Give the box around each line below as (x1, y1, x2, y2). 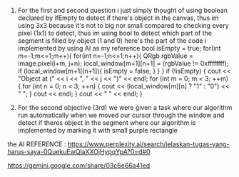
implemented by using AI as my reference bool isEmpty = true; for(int (17, 44, 221, 52)
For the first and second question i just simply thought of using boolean (17, 6, 228, 14)
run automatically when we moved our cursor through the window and (17, 111, 225, 119)
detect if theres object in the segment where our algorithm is (17, 118, 196, 127)
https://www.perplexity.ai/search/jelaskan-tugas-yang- (67, 140, 230, 148)
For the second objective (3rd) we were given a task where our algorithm (17, 103, 233, 111)
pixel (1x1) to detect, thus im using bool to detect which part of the (17, 29, 213, 37)
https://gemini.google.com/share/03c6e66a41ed (7, 161, 151, 170)
